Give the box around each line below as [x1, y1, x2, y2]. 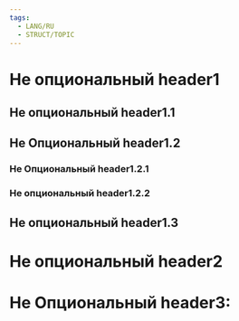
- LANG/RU [17, 22, 54, 31]
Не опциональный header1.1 [9, 105, 176, 120]
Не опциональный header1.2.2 [9, 187, 151, 200]
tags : [9, 13, 30, 23]
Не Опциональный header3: [9, 292, 231, 313]
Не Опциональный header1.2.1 [9, 163, 149, 175]
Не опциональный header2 [9, 250, 224, 271]
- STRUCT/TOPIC [17, 30, 75, 39]
